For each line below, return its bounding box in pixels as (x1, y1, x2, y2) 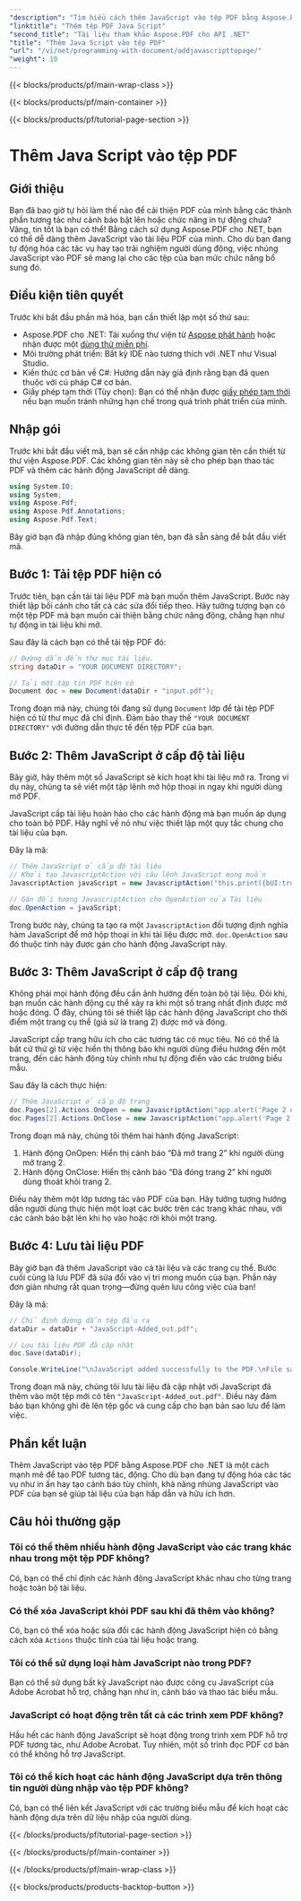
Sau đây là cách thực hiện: (9, 1080, 107, 1091)
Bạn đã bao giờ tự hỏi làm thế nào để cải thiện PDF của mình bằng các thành (9, 205, 292, 215)
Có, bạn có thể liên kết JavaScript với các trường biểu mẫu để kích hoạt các (9, 1802, 289, 1813)
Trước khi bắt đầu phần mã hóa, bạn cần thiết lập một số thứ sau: (9, 311, 250, 323)
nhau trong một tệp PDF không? (9, 1552, 150, 1565)
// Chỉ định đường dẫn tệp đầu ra (9, 1316, 150, 1325)
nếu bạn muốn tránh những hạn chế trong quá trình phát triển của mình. (21, 395, 288, 406)
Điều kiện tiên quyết (9, 288, 124, 303)
